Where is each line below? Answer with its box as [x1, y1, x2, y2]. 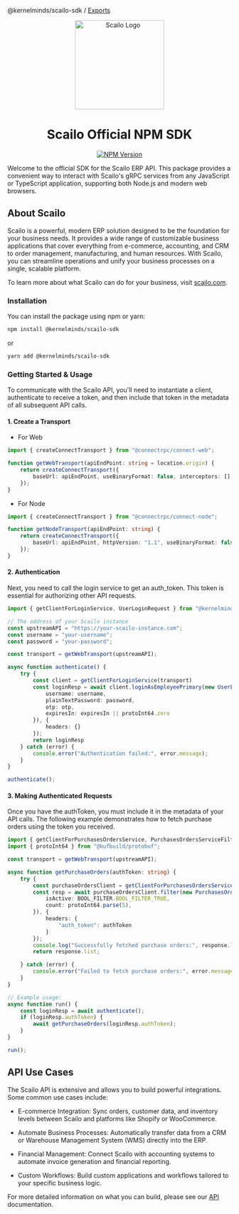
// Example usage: [7, 993, 62, 1001]
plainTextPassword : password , [45, 697, 135, 704]
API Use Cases [7, 1066, 74, 1078]
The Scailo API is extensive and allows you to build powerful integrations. [7, 1085, 222, 1094]
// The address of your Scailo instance [7, 617, 129, 625]
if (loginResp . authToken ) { [20, 1013, 103, 1021]
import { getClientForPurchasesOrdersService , [7, 836, 148, 844]
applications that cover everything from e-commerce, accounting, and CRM [7, 241, 230, 250]
